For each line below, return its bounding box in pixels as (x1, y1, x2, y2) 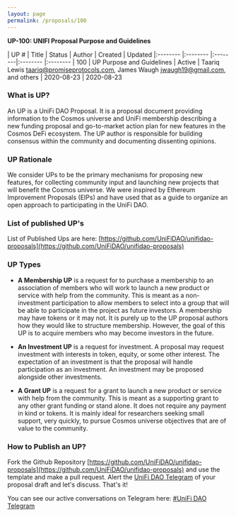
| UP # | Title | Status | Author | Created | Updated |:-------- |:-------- (7, 50, 209, 59)
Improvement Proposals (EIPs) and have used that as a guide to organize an (7, 193, 228, 202)
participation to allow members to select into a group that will (52, 299, 230, 307)
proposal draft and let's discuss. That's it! (7, 480, 129, 489)
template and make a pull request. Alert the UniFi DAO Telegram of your (7, 472, 216, 481)
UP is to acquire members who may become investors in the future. (17, 328, 214, 337)
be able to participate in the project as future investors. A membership (17, 306, 222, 314)
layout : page (7, 10, 46, 18)
